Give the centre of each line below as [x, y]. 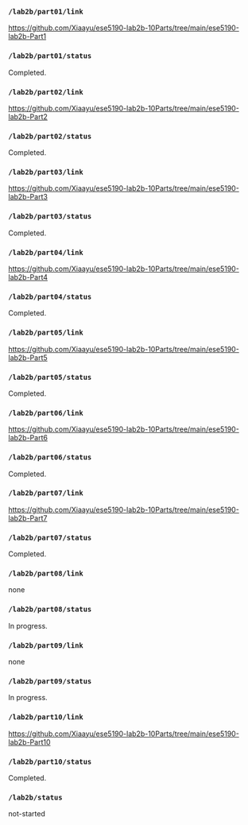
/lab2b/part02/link [46, 92]
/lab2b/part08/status [50, 610]
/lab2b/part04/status [50, 297]
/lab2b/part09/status [50, 681]
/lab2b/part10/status [50, 761]
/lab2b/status [35, 797]
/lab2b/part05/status [50, 377]
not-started [27, 814]
